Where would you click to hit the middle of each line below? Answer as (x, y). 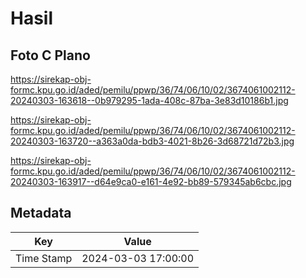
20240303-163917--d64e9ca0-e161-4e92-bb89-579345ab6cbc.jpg (151, 181)
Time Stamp (44, 258)
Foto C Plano (50, 55)
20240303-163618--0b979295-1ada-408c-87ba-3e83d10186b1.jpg (149, 100)
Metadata (41, 213)
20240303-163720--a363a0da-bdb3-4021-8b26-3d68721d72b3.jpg (152, 141)
